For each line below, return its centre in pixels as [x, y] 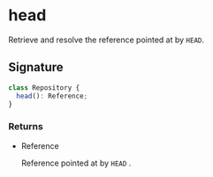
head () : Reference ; [52, 96]
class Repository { [44, 88]
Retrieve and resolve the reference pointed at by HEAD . [106, 40]
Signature [36, 67]
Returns [26, 127]
